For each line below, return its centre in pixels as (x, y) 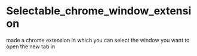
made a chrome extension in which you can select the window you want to (98, 40)
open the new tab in (31, 46)
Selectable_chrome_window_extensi (99, 11)
